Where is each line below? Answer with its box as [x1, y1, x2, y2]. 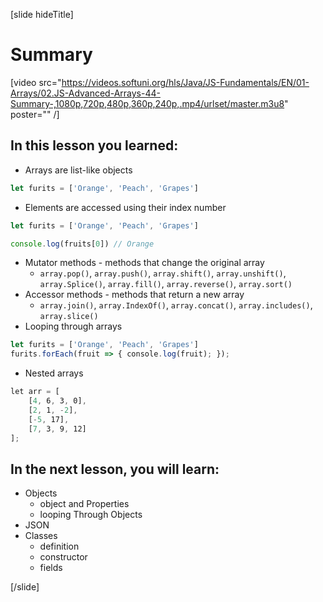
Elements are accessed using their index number [24, 201, 227, 213]
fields [39, 562, 63, 574]
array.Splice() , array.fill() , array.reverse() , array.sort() [39, 278, 293, 290]
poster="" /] [10, 108, 60, 120]
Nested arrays [24, 367, 84, 379]
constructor [39, 551, 88, 563]
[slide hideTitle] [10, 9, 74, 20]
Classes [24, 530, 58, 542]
